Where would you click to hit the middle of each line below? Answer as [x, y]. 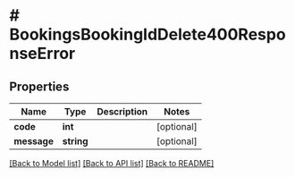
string [75, 141]
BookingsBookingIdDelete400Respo [147, 34]
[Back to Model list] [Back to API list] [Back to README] [112, 163]
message [34, 141]
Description [122, 111]
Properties [39, 86]
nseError [42, 54]
